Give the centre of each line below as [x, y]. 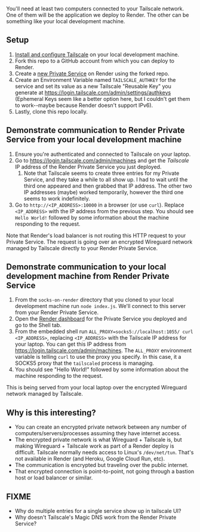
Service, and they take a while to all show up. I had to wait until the [106, 179]
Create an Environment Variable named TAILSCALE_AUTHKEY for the [95, 79]
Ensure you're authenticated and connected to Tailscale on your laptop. [103, 154]
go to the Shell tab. [38, 325]
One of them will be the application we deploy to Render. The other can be [98, 15]
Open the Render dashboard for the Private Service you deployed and [101, 319]
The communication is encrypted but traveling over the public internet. [102, 465]
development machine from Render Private [88, 276]
